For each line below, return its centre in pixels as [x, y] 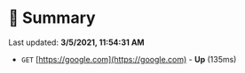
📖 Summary [52, 18]
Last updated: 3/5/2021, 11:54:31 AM [76, 42]
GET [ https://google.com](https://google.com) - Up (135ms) [129, 59]
